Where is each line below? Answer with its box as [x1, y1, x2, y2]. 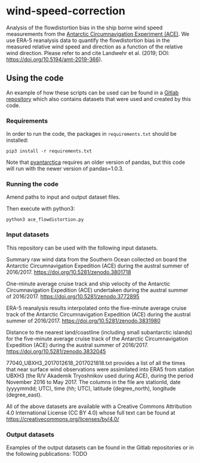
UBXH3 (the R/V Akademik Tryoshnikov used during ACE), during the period [6, 372, 193, 379]
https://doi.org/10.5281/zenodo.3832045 [6, 348, 106, 355]
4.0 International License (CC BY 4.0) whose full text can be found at [6, 409, 176, 416]
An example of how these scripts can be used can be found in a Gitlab [6, 89, 179, 96]
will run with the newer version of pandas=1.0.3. [6, 165, 124, 172]
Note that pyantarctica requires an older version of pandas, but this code [6, 159, 185, 166]
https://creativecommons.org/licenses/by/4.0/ [6, 415, 119, 422]
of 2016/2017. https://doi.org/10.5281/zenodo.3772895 [6, 293, 140, 300]
